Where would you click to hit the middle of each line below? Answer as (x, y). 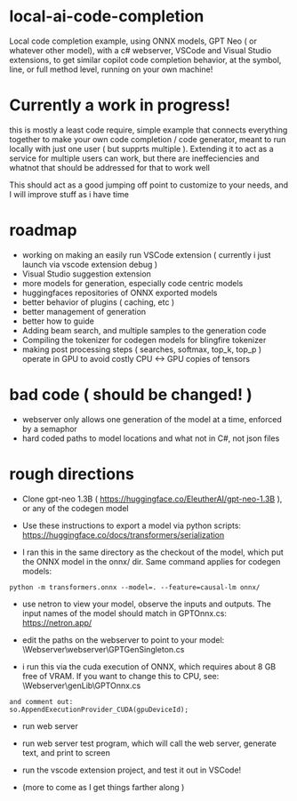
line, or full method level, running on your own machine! (111, 69)
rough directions (72, 474)
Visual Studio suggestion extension (86, 274)
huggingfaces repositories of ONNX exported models (120, 292)
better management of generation (84, 311)
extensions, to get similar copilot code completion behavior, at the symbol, (145, 60)
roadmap (43, 231)
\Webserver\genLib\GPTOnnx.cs (81, 685)
